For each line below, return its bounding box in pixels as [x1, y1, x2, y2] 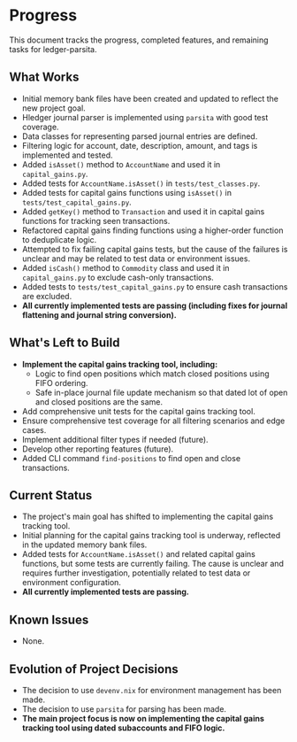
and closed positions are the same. [34, 396, 164, 407]
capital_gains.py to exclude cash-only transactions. [21, 272, 214, 282]
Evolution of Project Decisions [9, 661, 179, 676]
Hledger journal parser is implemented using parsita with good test [21, 112, 269, 122]
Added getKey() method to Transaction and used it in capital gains [21, 205, 265, 217]
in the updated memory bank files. [21, 539, 148, 550]
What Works [9, 70, 80, 85]
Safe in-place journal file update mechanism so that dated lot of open [34, 387, 288, 398]
